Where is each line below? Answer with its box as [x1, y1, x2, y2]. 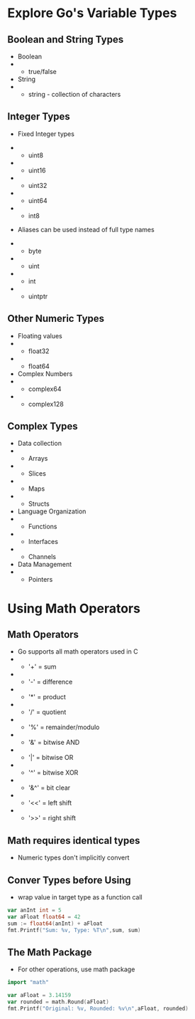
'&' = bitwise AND [28, 738, 80, 747]
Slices [28, 469, 46, 478]
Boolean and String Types [7, 33, 124, 46]
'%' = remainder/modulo [28, 723, 100, 731]
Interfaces [28, 538, 59, 546]
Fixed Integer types [17, 130, 74, 138]
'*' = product [28, 693, 66, 701]
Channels [28, 553, 57, 561]
